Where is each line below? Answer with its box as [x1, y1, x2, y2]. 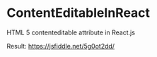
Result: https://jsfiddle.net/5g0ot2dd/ [6, 42, 115, 50]
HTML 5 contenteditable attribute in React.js [6, 28, 136, 37]
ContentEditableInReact [6, 5, 150, 21]
